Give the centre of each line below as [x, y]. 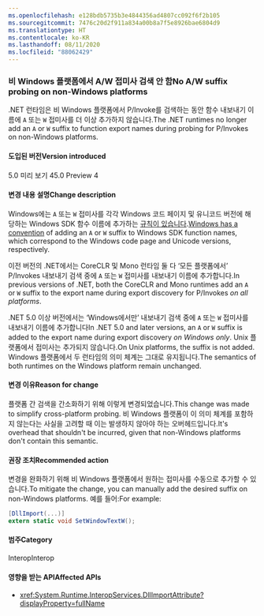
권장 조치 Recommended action [58, 460]
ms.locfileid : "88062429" [50, 52]
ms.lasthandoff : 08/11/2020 [54, 45]
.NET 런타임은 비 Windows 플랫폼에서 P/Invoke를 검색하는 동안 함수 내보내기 [127, 110]
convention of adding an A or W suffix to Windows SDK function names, [123, 232]
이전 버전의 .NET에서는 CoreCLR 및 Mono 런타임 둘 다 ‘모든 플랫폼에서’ [118, 265]
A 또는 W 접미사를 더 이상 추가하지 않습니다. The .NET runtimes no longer [135, 120]
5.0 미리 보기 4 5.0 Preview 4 [53, 175]
